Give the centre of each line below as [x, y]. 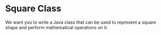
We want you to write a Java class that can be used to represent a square [80, 22]
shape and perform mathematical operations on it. [57, 27]
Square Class [33, 9]
